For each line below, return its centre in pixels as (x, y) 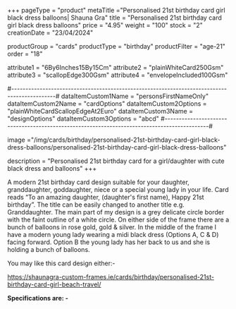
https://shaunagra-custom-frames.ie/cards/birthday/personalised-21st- (111, 277)
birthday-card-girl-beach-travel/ (54, 284)
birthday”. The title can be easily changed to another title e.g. (96, 205)
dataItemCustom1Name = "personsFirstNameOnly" (135, 96)
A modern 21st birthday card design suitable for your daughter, (99, 182)
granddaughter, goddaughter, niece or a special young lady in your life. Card (118, 189)
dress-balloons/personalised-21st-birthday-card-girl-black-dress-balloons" (117, 147)
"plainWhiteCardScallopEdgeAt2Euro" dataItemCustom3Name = (100, 111)
